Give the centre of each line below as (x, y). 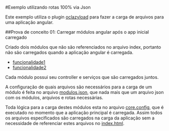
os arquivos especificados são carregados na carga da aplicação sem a (80, 118)
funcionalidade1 (29, 62)
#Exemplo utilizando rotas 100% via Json (48, 7)
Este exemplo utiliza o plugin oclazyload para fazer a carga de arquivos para (84, 17)
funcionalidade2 (29, 68)
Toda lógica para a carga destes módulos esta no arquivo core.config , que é (84, 107)
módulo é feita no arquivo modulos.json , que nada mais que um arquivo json (84, 92)
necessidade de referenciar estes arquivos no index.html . (65, 123)
